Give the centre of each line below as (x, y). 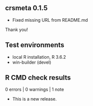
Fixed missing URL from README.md (50, 20)
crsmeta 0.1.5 (26, 8)
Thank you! (17, 30)
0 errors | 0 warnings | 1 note (35, 89)
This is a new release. (34, 99)
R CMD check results (38, 78)
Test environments (35, 45)
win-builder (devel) (32, 62)
